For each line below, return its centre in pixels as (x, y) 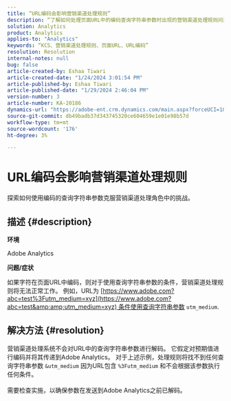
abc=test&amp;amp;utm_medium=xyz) (62, 307)
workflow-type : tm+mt (38, 122)
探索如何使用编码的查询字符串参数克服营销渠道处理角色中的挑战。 (100, 198)
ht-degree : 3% (27, 135)
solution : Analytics (37, 26)
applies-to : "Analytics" (43, 39)
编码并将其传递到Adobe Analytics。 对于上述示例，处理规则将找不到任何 (115, 357)
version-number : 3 (33, 97)
